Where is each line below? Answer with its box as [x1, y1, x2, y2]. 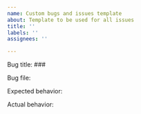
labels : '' [7, 29, 39, 36]
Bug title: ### [7, 60, 46, 69]
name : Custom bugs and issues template [7, 10, 122, 17]
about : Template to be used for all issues [7, 16, 135, 23]
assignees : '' [7, 36, 48, 43]
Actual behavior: [7, 100, 54, 109]
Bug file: [7, 73, 31, 82]
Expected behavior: [7, 87, 63, 95]
